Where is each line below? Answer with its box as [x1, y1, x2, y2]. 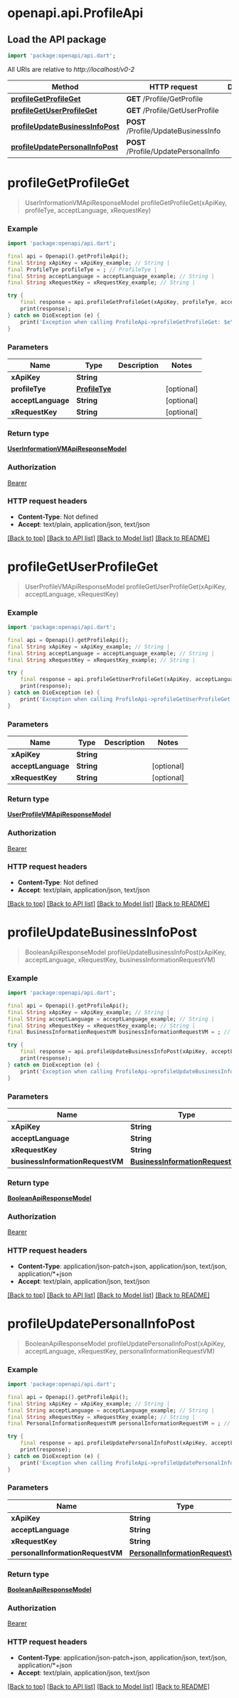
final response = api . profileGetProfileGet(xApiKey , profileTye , [20, 299, 218, 306]
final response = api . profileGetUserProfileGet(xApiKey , [20, 676, 193, 683]
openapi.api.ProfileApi [7, 5, 144, 21]
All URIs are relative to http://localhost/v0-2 [7, 65, 135, 73]
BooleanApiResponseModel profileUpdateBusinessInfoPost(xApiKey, [24, 948, 226, 956]
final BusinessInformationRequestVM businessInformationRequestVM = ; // [7, 1028, 231, 1036]
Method [51, 82, 79, 92]
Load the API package [7, 33, 107, 46]
